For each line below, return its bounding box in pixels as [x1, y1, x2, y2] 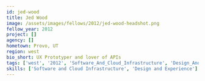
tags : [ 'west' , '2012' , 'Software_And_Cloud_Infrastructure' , [6, 60, 168, 66]
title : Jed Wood [6, 15, 48, 21]
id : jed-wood [6, 9, 40, 15]
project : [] [6, 32, 37, 38]
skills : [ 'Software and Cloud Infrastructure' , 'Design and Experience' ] [6, 65, 198, 72]
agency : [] [6, 37, 34, 43]
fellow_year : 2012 [6, 26, 53, 32]
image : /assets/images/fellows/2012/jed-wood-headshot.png [6, 20, 160, 26]
